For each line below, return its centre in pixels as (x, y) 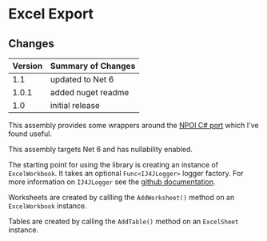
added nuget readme (90, 92)
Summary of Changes (93, 66)
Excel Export (51, 14)
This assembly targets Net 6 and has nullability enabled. (101, 149)
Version (28, 66)
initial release (75, 105)
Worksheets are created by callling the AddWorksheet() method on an (122, 197)
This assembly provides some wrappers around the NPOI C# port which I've (133, 125)
